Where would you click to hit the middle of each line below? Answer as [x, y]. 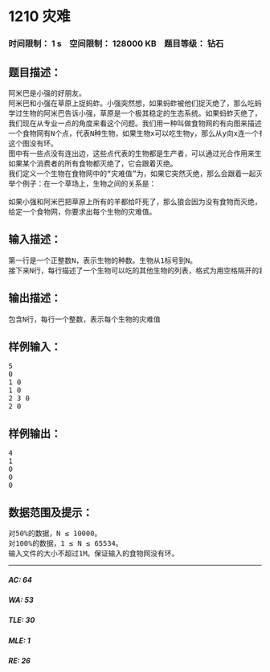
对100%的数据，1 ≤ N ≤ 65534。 [65, 543]
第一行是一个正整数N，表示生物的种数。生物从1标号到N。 [103, 260]
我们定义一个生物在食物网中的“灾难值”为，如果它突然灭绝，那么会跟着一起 [132, 173]
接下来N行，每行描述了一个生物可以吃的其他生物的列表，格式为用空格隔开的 [134, 270]
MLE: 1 [19, 641]
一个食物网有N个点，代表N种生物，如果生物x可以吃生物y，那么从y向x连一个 [134, 133]
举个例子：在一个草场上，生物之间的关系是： [82, 183]
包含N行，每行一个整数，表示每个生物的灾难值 [84, 319]
